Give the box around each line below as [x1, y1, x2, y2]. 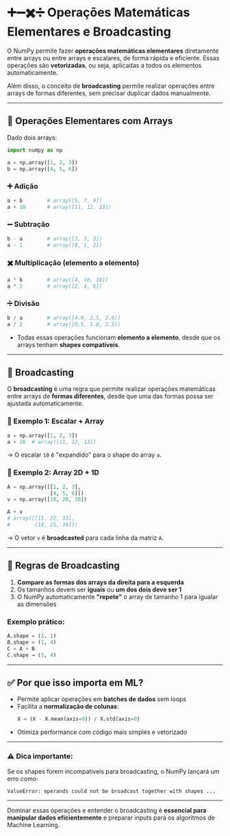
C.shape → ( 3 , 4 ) [7, 651, 57, 659]
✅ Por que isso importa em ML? [7, 676, 144, 688]
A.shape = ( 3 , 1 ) [7, 633, 57, 639]
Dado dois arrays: [7, 134, 57, 142]
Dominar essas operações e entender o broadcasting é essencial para [7, 806, 207, 814]
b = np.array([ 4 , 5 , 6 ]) [7, 165, 78, 173]
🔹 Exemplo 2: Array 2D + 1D [7, 468, 99, 477]
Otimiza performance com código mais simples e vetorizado [16, 728, 188, 736]
